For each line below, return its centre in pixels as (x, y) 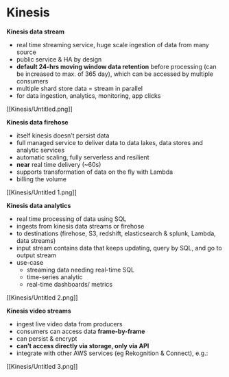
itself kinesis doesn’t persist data (63, 135)
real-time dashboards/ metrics (70, 284)
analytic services (40, 150)
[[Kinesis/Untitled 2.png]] (42, 297)
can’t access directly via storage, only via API (83, 346)
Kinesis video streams (39, 311)
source (26, 52)
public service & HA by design (59, 59)
